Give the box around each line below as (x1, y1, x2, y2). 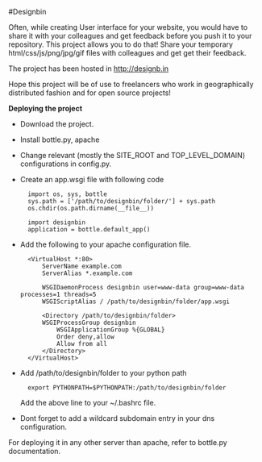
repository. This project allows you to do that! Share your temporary (8, 40, 234, 49)
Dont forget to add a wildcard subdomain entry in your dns (19, 414, 215, 422)
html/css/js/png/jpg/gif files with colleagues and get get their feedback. (8, 48, 247, 57)
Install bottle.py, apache (19, 135, 100, 144)
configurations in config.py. (19, 159, 112, 169)
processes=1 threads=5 (19, 290, 97, 298)
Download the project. (19, 119, 94, 128)
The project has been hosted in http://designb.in (8, 64, 169, 73)
